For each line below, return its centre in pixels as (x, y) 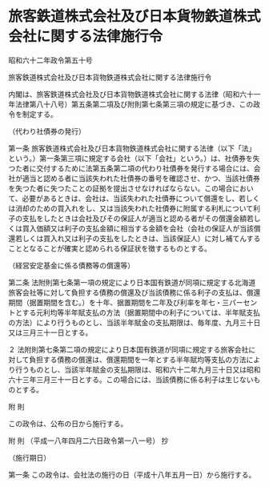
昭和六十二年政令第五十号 (50, 60)
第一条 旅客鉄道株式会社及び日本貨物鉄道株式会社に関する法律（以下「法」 (132, 148)
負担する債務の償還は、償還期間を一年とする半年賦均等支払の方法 (138, 359)
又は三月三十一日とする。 (50, 332)
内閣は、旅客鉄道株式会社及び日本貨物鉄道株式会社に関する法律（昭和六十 (131, 94)
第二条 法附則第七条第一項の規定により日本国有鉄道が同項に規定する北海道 (132, 282)
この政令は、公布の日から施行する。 (68, 423)
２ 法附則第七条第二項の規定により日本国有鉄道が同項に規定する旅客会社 (128, 349)
